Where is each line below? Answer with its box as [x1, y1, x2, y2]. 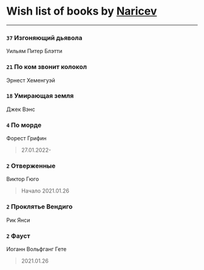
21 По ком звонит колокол [6, 63, 87, 71]
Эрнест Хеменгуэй [6, 76, 56, 83]
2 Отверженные [6, 162, 56, 170]
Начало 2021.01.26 [21, 187, 70, 194]
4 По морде [6, 121, 42, 129]
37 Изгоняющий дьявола [6, 34, 83, 42]
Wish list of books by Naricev [6, 4, 157, 18]
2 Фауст [6, 232, 30, 240]
